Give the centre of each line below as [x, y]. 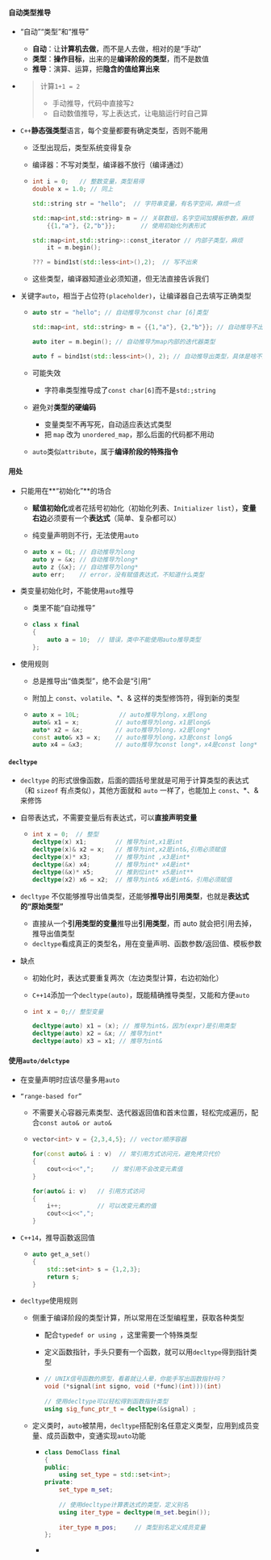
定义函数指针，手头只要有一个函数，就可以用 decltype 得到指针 [147, 1352]
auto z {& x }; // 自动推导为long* [85, 567]
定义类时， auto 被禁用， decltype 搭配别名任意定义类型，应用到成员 [142, 1425]
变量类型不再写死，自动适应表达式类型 [108, 424]
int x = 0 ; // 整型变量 [68, 1011]
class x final [56, 625]
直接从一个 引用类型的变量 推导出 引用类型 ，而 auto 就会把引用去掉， [144, 923]
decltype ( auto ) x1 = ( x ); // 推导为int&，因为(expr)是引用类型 [134, 1026]
